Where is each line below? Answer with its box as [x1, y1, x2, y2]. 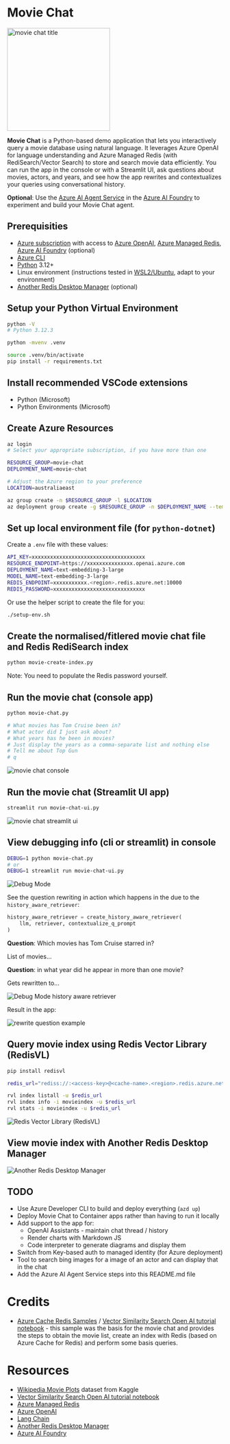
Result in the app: [7, 1005, 57, 1013]
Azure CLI [16, 253, 46, 261]
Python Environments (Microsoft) [16, 403, 111, 411]
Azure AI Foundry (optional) [16, 246, 96, 255]
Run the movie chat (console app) [7, 691, 154, 703]
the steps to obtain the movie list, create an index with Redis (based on [16, 1331, 217, 1339]
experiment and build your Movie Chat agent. [7, 200, 135, 209]
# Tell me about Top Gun [7, 748, 78, 755]
